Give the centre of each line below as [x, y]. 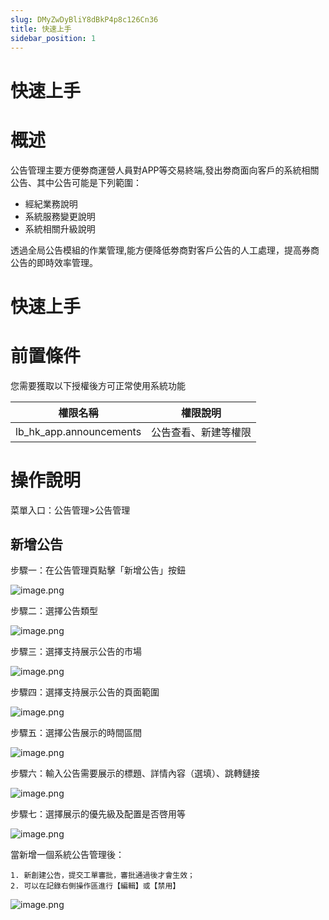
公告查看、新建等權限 [201, 432]
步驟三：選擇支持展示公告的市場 [76, 652]
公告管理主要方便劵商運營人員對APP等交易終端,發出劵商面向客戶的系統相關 [165, 170]
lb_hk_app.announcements [78, 431]
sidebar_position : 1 [53, 38]
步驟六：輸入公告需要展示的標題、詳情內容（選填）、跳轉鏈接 [135, 773]
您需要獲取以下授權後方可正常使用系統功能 [98, 385]
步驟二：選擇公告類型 [54, 611]
